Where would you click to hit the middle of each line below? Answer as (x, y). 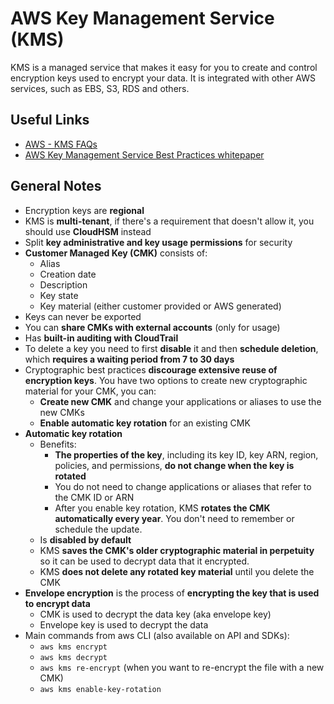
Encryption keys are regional (84, 210)
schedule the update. (98, 529)
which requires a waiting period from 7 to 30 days (129, 359)
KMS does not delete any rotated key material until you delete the (177, 571)
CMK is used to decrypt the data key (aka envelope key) (155, 614)
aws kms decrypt (73, 657)
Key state (59, 295)
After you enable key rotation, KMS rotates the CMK (162, 508)
